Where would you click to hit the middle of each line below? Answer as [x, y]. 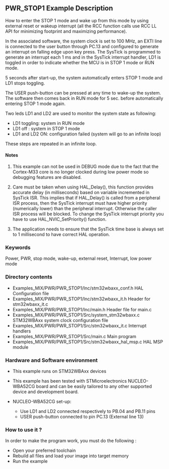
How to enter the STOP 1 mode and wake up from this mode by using [77, 20]
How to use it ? [23, 430]
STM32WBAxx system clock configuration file [60, 320]
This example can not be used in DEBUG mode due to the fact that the [86, 167]
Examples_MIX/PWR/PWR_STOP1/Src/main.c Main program [74, 336]
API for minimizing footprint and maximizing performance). [66, 31]
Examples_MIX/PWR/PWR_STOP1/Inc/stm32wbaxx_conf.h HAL [78, 288]
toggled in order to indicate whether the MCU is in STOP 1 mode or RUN [80, 62]
